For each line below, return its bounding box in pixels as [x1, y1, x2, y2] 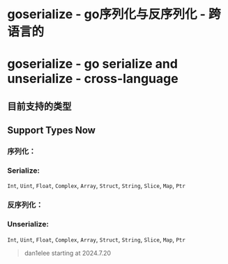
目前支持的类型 [7, 100, 72, 112]
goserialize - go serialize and [7, 56, 178, 72]
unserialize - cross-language [7, 71, 179, 87]
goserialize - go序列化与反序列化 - [7, 6, 206, 22]
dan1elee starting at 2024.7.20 [24, 249, 112, 257]
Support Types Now [7, 125, 96, 137]
